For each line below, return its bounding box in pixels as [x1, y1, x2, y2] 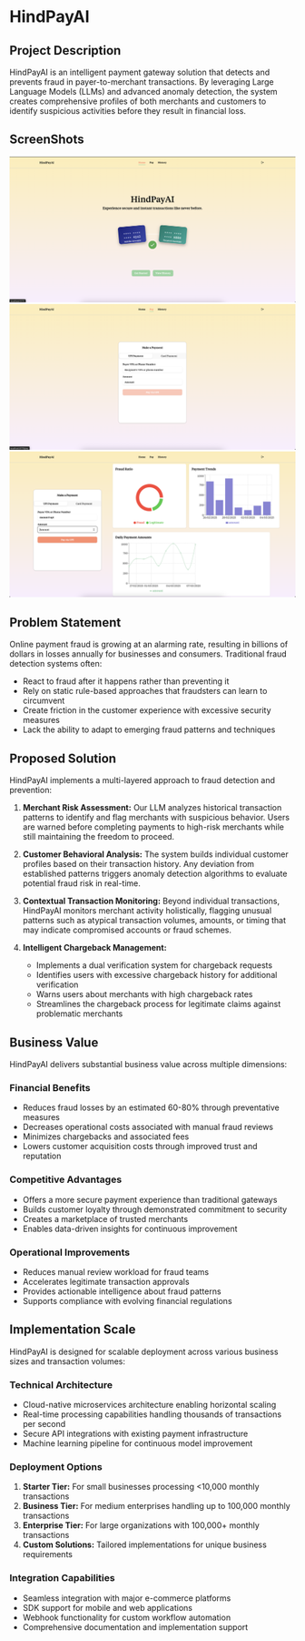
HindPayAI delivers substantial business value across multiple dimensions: [9, 1059, 288, 1070]
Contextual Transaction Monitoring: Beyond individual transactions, [22, 895, 280, 907]
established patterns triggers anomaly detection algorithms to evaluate [22, 868, 288, 880]
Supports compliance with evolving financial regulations [22, 1295, 233, 1306]
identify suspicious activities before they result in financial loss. [9, 106, 247, 116]
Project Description [9, 43, 122, 58]
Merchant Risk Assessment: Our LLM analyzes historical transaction [22, 802, 282, 813]
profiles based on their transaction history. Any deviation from [22, 859, 255, 870]
